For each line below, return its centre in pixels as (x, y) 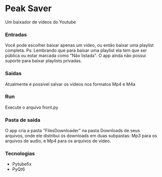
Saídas (13, 74)
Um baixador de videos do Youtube (41, 22)
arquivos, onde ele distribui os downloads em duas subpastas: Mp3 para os (81, 136)
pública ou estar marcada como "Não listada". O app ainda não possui (76, 56)
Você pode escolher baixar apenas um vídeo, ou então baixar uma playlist (79, 45)
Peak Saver (29, 9)
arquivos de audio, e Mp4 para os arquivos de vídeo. (58, 141)
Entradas (16, 35)
